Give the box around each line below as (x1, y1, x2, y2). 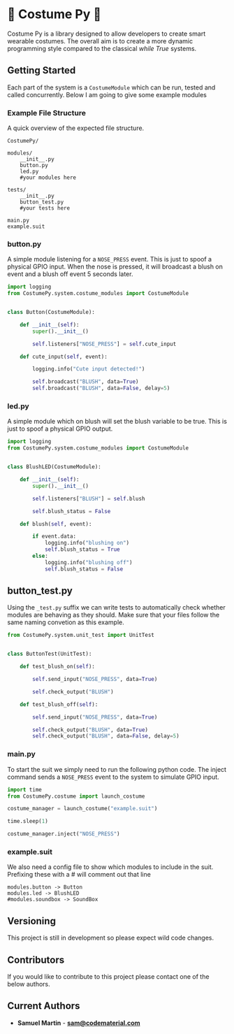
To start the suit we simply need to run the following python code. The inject (7, 765, 227, 773)
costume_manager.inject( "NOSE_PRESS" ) (7, 831, 120, 838)
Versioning (7, 915, 56, 927)
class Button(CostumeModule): (7, 309, 96, 316)
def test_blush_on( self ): (20, 663, 96, 670)
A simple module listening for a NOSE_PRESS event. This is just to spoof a (7, 255, 212, 264)
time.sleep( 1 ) (7, 818, 49, 825)
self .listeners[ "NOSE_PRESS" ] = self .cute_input (32, 340, 177, 347)
